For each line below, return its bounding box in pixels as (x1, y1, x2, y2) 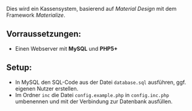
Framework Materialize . (6, 11, 65, 19)
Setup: (6, 63, 32, 73)
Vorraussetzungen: (6, 29, 82, 39)
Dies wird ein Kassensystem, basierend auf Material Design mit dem (6, 5, 177, 12)
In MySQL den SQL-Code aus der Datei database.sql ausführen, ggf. (15, 78, 187, 86)
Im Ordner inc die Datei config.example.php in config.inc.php (15, 91, 170, 98)
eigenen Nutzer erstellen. (15, 84, 79, 92)
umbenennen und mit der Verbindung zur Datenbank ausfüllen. (15, 98, 173, 105)
